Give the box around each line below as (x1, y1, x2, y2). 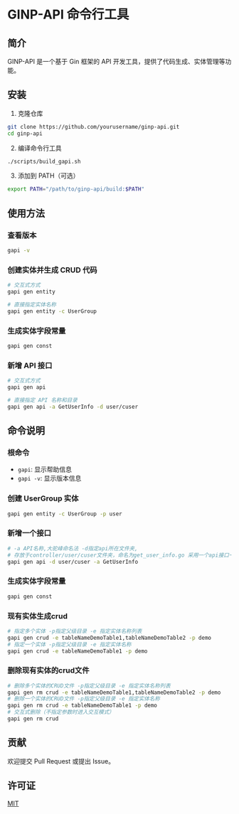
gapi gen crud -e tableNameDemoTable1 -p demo (7, 648, 148, 655)
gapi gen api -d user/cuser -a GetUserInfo (7, 558, 139, 565)
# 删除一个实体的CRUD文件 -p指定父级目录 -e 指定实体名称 (7, 695, 160, 702)
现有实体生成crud (7, 611, 68, 621)
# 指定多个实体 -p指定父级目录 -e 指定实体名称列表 (7, 627, 142, 635)
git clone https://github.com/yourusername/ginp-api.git (7, 123, 180, 130)
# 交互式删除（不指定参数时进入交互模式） (7, 709, 115, 716)
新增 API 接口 (7, 360, 53, 370)
